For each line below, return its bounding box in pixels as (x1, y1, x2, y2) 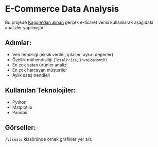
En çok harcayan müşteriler (12, 67, 67, 73)
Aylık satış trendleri (12, 72, 51, 78)
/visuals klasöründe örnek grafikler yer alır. (5, 136, 93, 142)
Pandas (12, 109, 28, 115)
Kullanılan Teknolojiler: (5, 86, 76, 95)
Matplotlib (12, 104, 33, 110)
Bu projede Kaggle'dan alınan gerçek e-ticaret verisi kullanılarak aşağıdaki (5, 19, 154, 25)
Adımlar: (5, 39, 32, 47)
